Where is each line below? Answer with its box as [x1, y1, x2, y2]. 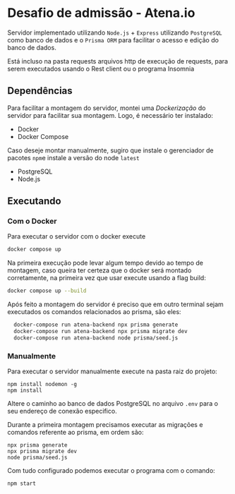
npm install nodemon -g [7, 381, 78, 388]
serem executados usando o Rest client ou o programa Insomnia [7, 64, 195, 73]
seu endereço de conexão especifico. [7, 407, 118, 416]
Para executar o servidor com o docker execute [7, 232, 146, 241]
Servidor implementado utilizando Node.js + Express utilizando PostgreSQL [7, 28, 222, 37]
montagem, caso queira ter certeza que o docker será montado [7, 266, 192, 275]
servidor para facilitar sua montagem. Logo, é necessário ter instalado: [7, 111, 214, 119]
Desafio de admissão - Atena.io [7, 5, 195, 21]
